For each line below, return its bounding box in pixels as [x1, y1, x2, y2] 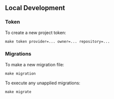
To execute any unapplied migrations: [5, 80, 80, 86]
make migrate [5, 89, 32, 94]
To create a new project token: [5, 29, 67, 36]
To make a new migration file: [5, 61, 64, 67]
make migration [5, 71, 36, 76]
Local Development [5, 4, 65, 12]
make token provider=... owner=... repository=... [5, 39, 110, 44]
